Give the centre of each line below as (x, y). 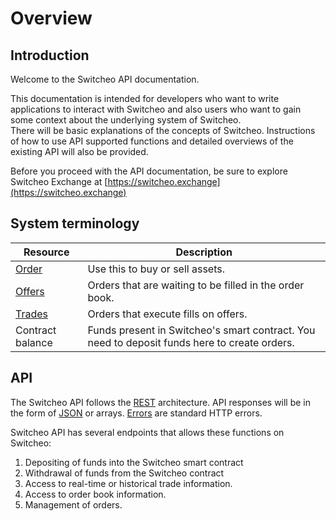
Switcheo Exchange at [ (59, 181)
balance (34, 342)
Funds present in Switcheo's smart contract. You (201, 330)
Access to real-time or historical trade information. (128, 483)
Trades (31, 314)
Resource (46, 252)
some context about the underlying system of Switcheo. (126, 120)
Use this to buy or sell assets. (156, 269)
